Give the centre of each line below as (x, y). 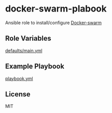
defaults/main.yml (24, 50)
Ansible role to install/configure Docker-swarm (53, 23)
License (18, 94)
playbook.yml (19, 78)
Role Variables (28, 38)
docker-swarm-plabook (56, 9)
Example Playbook (35, 67)
